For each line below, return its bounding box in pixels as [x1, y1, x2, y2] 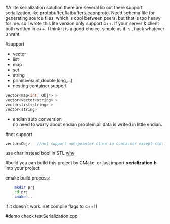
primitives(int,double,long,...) [12, 78, 73, 83]
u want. [5, 31, 21, 37]
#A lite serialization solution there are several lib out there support [5, 5, 143, 10]
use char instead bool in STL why [5, 150, 75, 156]
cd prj [14, 190, 28, 195]
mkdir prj [14, 185, 35, 190]
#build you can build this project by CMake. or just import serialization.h [5, 160, 157, 166]
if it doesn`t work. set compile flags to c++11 [5, 203, 98, 209]
